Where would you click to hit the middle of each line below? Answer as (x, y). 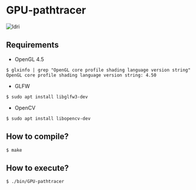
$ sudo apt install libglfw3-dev (47, 97)
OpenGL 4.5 (29, 59)
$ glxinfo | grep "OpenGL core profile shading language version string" (99, 70)
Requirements (32, 45)
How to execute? (37, 168)
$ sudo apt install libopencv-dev (49, 118)
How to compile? (37, 137)
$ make (14, 150)
